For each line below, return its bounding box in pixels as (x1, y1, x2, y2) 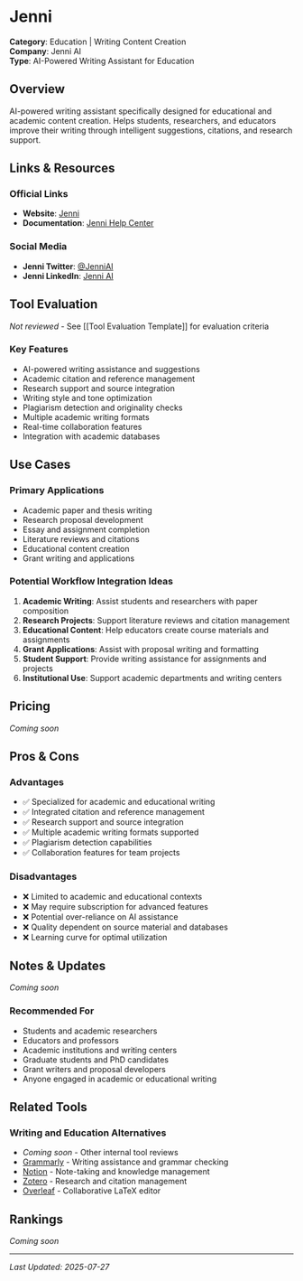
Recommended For (9, 1005, 95, 1017)
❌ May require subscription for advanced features (22, 901, 209, 912)
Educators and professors (22, 1034, 119, 1045)
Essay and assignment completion (22, 524, 151, 535)
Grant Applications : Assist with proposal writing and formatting (22, 643, 260, 654)
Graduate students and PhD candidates (22, 1054, 170, 1065)
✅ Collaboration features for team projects (22, 847, 180, 858)
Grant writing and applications (22, 553, 135, 564)
